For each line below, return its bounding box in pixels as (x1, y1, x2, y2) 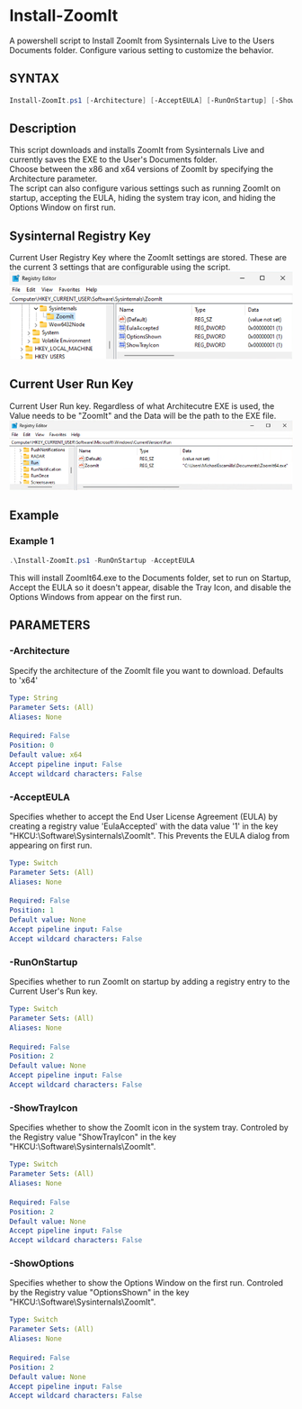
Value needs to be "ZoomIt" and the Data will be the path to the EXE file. (9, 410, 277, 421)
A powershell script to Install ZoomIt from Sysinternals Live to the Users (9, 35, 275, 46)
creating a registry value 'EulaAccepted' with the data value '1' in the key (9, 821, 279, 832)
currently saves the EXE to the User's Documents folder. (9, 154, 218, 165)
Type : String (9, 693, 58, 703)
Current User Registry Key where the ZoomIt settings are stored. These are (9, 252, 288, 263)
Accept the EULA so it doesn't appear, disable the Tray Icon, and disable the (9, 582, 292, 593)
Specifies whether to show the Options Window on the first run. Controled (9, 1277, 284, 1288)
